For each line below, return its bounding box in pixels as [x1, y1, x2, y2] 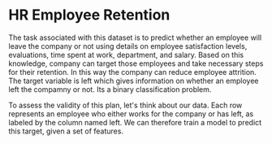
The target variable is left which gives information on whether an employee [8, 76, 259, 85]
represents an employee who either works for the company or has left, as [8, 108, 254, 119]
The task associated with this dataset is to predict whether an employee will [8, 33, 262, 42]
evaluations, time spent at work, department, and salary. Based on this [8, 50, 244, 59]
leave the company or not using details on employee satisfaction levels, [8, 41, 248, 50]
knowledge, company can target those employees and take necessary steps [8, 59, 264, 68]
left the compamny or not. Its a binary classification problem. [8, 84, 212, 94]
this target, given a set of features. [8, 126, 124, 136]
